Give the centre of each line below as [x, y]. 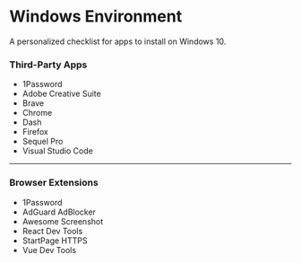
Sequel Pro [43, 142]
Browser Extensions [54, 183]
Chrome [37, 113]
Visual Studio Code [58, 151]
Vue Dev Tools [49, 250]
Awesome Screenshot [63, 221]
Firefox [35, 132]
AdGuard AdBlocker [59, 212]
